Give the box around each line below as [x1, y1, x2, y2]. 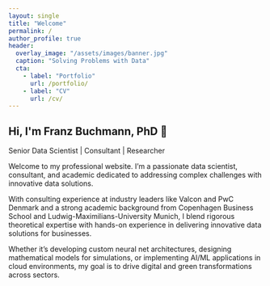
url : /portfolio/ [29, 79, 89, 87]
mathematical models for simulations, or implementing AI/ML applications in [8, 253, 261, 263]
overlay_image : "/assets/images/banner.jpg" [15, 49, 168, 57]
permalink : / [8, 27, 53, 35]
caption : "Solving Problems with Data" [15, 57, 150, 65]
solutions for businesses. [8, 229, 92, 238]
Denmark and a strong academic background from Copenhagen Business [8, 203, 254, 212]
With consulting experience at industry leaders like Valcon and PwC [8, 195, 234, 204]
